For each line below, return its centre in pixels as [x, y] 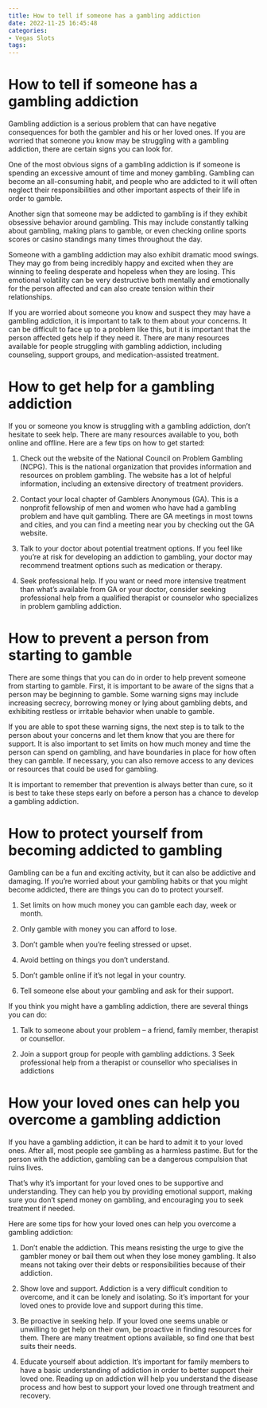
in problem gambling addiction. [70, 606]
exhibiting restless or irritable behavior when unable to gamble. [111, 711]
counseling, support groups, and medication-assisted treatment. [114, 355]
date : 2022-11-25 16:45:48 [53, 23]
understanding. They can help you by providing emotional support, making [130, 1191]
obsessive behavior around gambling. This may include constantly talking [128, 222]
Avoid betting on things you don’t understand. [95, 959]
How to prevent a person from [108, 639]
